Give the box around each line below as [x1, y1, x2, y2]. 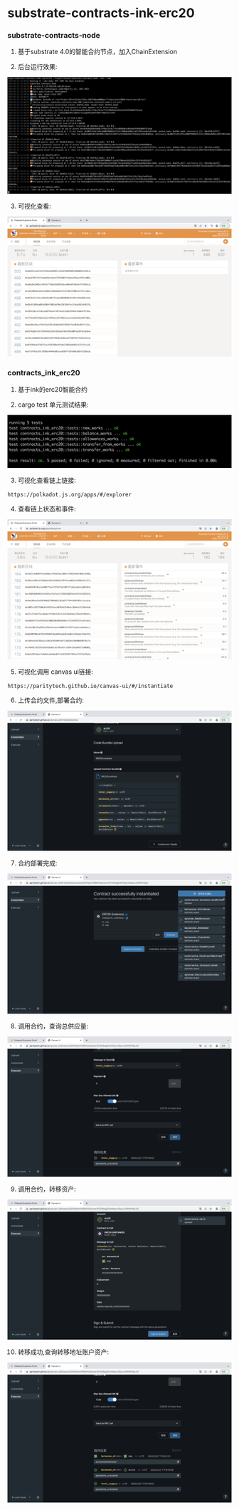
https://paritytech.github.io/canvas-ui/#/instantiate [7, 682, 174, 689]
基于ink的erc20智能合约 [17, 385, 87, 393]
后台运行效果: [17, 63, 58, 71]
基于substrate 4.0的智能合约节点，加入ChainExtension [17, 48, 178, 56]
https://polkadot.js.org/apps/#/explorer [7, 491, 132, 498]
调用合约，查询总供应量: [17, 1021, 89, 1030]
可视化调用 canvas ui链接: [17, 667, 94, 676]
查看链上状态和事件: [17, 504, 76, 513]
